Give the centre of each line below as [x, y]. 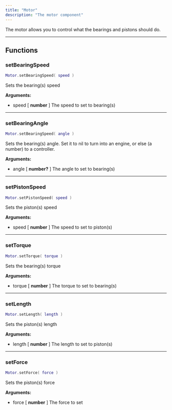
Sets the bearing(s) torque [33, 266]
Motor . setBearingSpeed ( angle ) [40, 134]
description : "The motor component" [44, 15]
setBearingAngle [27, 123]
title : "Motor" [21, 10]
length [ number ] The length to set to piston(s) [62, 344]
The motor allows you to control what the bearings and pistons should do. [83, 29]
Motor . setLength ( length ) [34, 314]
